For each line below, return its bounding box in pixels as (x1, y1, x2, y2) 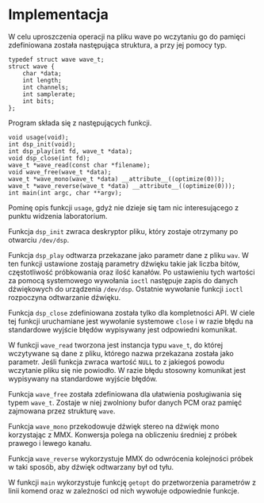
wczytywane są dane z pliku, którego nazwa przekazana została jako (8, 348, 234, 358)
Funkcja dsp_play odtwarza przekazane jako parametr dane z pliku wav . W (8, 250, 250, 259)
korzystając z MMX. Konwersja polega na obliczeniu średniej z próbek (8, 430, 238, 440)
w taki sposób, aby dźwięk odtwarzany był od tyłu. (8, 462, 174, 471)
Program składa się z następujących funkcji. (8, 117, 152, 128)
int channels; (22, 83, 69, 91)
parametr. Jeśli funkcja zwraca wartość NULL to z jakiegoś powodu (8, 357, 224, 367)
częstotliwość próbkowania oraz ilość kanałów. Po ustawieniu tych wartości (8, 267, 255, 277)
